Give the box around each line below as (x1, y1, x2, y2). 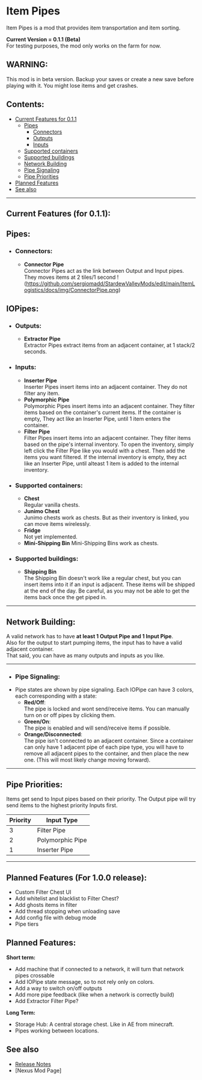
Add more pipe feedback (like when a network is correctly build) (14, 990, 174, 998)
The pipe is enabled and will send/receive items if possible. (23, 724, 171, 731)
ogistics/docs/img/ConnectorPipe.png (23, 286, 119, 293)
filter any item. (23, 389, 60, 397)
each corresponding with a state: (14, 692, 97, 700)
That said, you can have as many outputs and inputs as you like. (6, 652, 165, 659)
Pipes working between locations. (14, 1027, 99, 1034)
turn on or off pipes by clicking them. (23, 712, 116, 719)
